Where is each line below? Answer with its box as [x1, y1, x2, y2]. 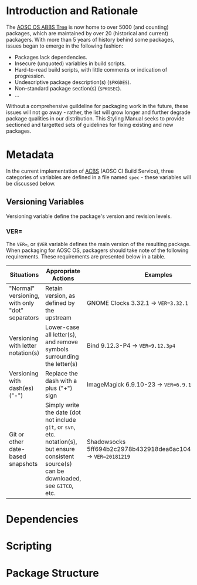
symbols [45, 345, 69, 353]
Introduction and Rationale [6, 4, 138, 18]
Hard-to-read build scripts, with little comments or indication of [14, 66, 168, 73]
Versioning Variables [6, 197, 84, 207]
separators [9, 313, 39, 321]
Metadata [6, 148, 54, 162]
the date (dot [45, 408, 81, 416]
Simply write [45, 401, 80, 409]
